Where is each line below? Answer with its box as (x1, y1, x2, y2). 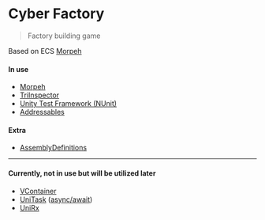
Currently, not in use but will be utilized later (8, 168, 156, 178)
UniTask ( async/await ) (19, 195, 93, 204)
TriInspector (19, 90, 60, 100)
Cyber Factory (8, 5, 105, 23)
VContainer (19, 186, 57, 195)
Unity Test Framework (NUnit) (19, 99, 117, 108)
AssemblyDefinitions (19, 143, 88, 153)
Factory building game (27, 31, 101, 40)
